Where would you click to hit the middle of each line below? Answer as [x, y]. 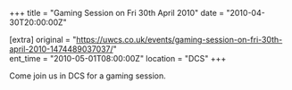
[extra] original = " [43, 40]
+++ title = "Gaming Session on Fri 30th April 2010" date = [117, 13]
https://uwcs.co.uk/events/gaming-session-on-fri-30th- [179, 40]
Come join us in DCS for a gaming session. [88, 76]
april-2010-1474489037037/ [61, 49]
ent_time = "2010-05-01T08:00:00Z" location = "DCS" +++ [118, 58]
